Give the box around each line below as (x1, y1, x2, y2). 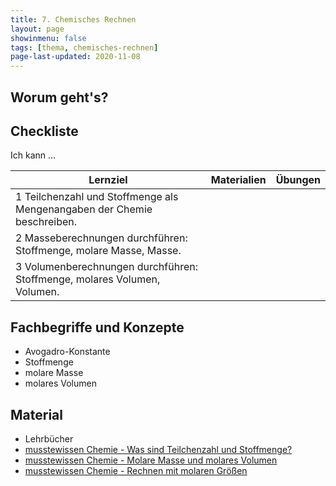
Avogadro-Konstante (24, 346, 111, 358)
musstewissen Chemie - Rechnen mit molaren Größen (24, 464, 248, 476)
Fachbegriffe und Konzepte (10, 319, 185, 336)
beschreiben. (15, 215, 78, 229)
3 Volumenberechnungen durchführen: (15, 260, 198, 274)
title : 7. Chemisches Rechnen (10, 14, 137, 25)
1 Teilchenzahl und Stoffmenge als (15, 190, 179, 204)
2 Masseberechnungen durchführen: (15, 231, 188, 245)
